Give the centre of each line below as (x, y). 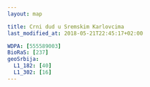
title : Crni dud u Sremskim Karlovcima (66, 27)
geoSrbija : (23, 59)
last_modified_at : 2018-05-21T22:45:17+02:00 (75, 33)
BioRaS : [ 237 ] (28, 53)
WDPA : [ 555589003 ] (34, 46)
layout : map (25, 14)
